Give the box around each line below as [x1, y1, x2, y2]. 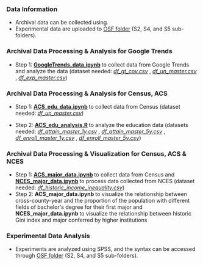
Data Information [6, 5, 58, 13]
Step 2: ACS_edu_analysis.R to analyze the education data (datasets [15, 121, 188, 128]
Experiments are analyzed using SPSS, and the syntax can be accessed [15, 245, 196, 253]
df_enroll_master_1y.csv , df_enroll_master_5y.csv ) [15, 134, 141, 142]
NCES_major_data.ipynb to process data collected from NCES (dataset [15, 178, 195, 185]
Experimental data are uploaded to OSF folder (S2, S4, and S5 [15, 25, 171, 32]
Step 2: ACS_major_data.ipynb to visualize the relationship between [15, 191, 188, 198]
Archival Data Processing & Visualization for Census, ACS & [6, 149, 187, 158]
